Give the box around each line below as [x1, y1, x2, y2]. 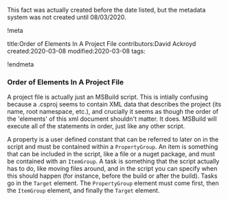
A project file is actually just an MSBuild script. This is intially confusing [7, 93, 208, 102]
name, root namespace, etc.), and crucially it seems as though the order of [7, 108, 218, 116]
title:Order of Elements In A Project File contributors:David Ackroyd [7, 40, 196, 47]
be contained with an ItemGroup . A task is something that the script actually [7, 157, 220, 165]
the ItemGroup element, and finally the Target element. [7, 187, 160, 195]
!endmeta [7, 60, 34, 68]
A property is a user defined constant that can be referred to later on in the [7, 135, 219, 143]
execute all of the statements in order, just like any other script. [7, 122, 185, 130]
